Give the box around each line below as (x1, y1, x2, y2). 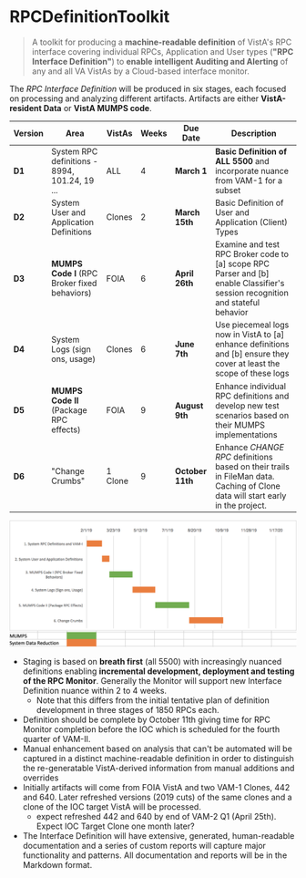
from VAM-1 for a (215, 175, 282, 186)
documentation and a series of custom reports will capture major (22, 841, 267, 852)
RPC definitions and (215, 390, 290, 401)
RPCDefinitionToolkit (9, 6, 170, 27)
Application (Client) (215, 216, 289, 227)
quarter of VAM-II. (22, 734, 91, 745)
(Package (51, 405, 88, 416)
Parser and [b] (215, 268, 270, 279)
